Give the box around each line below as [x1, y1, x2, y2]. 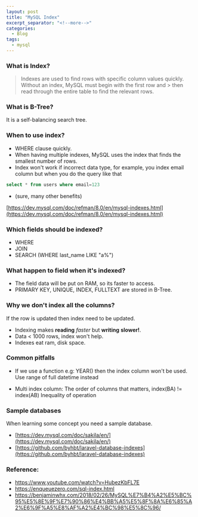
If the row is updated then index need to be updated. [6, 314, 135, 322]
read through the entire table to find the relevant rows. [20, 88, 154, 95]
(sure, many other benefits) [14, 192, 82, 200]
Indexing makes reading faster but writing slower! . [14, 326, 141, 333]
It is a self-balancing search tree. [6, 116, 88, 123]
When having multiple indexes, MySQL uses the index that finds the [14, 151, 181, 158]
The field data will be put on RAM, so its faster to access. [14, 280, 155, 287]
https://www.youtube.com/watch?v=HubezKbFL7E [14, 479, 140, 486]
